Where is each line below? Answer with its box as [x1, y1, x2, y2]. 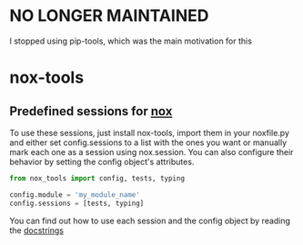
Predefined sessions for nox [9, 103, 173, 119]
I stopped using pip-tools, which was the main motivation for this [9, 35, 253, 46]
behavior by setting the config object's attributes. [9, 156, 195, 167]
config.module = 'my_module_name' [9, 190, 141, 200]
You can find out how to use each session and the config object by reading [9, 215, 291, 226]
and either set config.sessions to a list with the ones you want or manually [9, 137, 288, 148]
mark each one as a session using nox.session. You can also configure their [9, 146, 294, 157]
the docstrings [9, 224, 64, 236]
